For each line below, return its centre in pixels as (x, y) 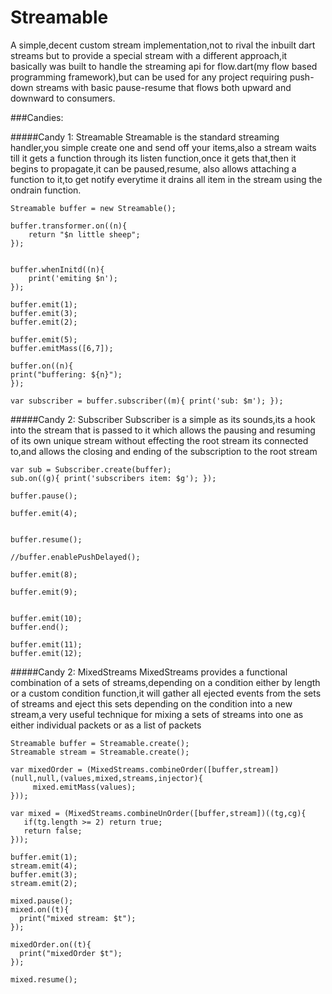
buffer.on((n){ (42, 366)
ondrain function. (46, 190)
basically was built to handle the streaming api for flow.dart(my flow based (164, 66)
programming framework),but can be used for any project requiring (149, 77)
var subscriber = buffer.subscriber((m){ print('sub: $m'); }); (147, 401)
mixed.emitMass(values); (84, 787)
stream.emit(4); (44, 866)
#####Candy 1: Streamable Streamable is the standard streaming (145, 137)
